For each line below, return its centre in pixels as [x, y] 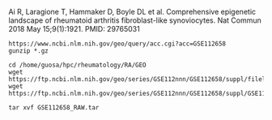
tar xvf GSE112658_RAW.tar [54, 108]
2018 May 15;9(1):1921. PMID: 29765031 [74, 29]
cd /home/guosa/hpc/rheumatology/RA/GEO [78, 65]
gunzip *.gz [28, 51]
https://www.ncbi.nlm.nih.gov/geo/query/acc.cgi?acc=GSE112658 [117, 44]
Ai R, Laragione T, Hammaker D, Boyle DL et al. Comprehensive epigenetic [132, 12]
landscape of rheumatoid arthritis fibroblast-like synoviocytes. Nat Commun [135, 20]
